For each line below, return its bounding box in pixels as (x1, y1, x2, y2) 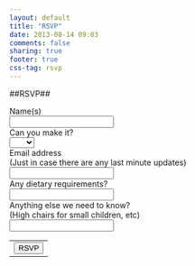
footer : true (9, 55, 59, 64)
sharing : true (9, 47, 63, 56)
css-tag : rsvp (9, 64, 63, 73)
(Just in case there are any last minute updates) (9, 157, 187, 168)
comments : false (9, 38, 70, 48)
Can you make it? (9, 127, 74, 138)
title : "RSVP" (9, 22, 63, 31)
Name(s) (9, 105, 42, 116)
